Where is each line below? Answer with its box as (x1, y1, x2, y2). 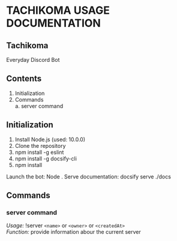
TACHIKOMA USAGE (6, 4, 110, 17)
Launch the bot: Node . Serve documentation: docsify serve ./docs (6, 172, 171, 180)
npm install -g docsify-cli (14, 154, 77, 162)
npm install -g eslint (14, 148, 64, 156)
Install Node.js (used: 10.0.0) (14, 136, 86, 143)
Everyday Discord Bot (6, 56, 60, 63)
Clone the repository (14, 142, 66, 149)
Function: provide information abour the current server (6, 228, 141, 236)
